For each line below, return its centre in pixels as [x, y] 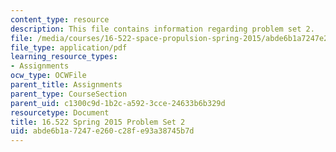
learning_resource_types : [64, 57]
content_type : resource [60, 19]
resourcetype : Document [60, 112]
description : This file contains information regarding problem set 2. [162, 29]
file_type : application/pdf [69, 47]
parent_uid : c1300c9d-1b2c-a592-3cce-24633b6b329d [118, 103]
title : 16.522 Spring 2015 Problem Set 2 [98, 122]
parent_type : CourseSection [69, 94]
